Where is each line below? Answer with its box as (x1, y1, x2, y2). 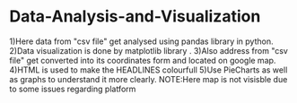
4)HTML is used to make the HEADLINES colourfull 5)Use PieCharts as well (9, 64, 288, 75)
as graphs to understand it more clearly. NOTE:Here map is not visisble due (9, 73, 288, 84)
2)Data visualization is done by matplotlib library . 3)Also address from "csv (9, 45, 289, 56)
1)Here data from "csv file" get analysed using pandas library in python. (9, 36, 274, 47)
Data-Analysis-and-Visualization (9, 6, 261, 27)
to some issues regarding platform (9, 83, 136, 94)
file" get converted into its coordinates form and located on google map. (9, 55, 276, 65)
